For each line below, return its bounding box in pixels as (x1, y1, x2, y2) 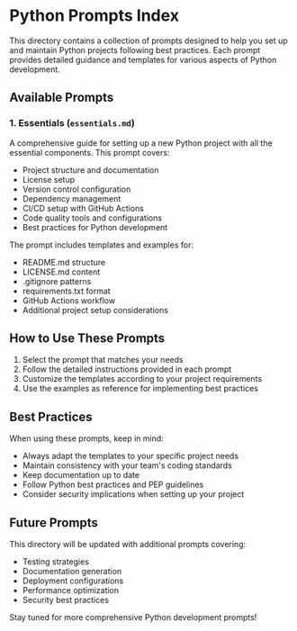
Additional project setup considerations (22, 304, 169, 315)
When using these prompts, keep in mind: (9, 433, 164, 444)
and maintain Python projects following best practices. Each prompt (9, 44, 261, 55)
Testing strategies (22, 556, 90, 567)
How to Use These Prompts (9, 330, 166, 347)
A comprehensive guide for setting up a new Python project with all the (9, 137, 273, 149)
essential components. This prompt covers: (9, 147, 170, 158)
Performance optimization (22, 585, 120, 596)
